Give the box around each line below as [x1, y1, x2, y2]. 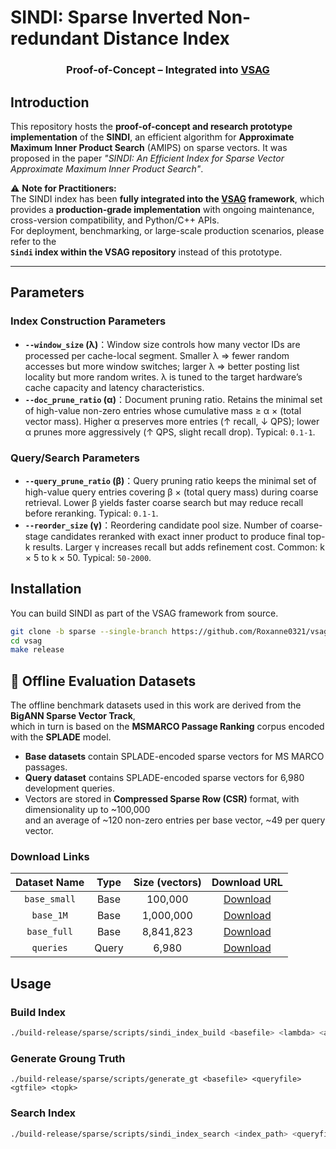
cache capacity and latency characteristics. [24, 381, 205, 393]
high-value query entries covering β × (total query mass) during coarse [24, 486, 319, 498]
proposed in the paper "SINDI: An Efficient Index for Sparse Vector [10, 152, 285, 164]
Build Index [10, 1005, 67, 1019]
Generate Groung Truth [10, 1051, 126, 1065]
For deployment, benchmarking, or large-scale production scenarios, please [10, 224, 325, 236]
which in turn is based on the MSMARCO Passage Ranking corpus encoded [10, 721, 325, 733]
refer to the [10, 235, 57, 247]
